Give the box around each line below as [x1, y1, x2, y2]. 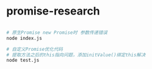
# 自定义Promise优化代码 [6, 46, 63, 52]
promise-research [6, 4, 101, 18]
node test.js [6, 57, 40, 64]
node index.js [6, 35, 43, 41]
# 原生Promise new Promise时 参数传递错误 [6, 29, 108, 36]
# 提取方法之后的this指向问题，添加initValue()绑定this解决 [6, 51, 146, 58]
